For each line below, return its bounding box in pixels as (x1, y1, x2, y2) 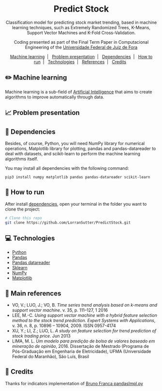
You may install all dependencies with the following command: (5, 165, 129, 171)
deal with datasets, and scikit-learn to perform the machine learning (5, 150, 141, 156)
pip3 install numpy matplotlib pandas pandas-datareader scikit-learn (5, 175, 150, 179)
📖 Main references (5, 289, 61, 297)
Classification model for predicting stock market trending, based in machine (5, 19, 157, 25)
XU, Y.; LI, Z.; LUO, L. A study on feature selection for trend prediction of (12, 328, 157, 334)
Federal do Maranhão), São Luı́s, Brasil (12, 354, 89, 359)
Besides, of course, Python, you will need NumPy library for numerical (5, 140, 145, 146)
